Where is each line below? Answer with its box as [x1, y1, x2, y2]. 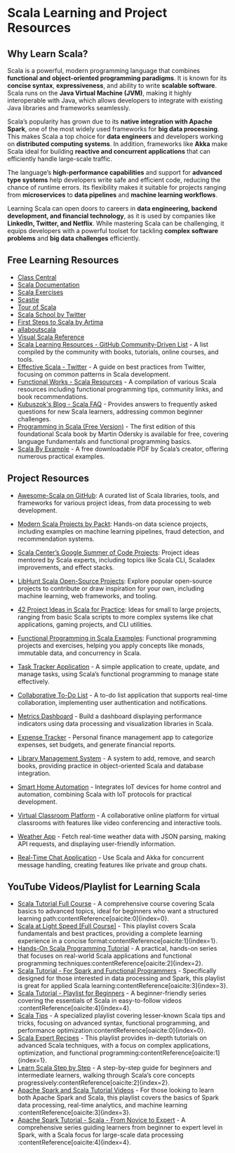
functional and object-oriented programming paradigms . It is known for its [7, 74, 227, 82]
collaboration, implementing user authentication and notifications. [17, 698, 208, 706]
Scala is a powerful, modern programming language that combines [7, 67, 201, 74]
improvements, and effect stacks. [17, 563, 114, 572]
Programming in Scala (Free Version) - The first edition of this [17, 422, 196, 430]
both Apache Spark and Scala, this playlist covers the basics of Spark [17, 1093, 219, 1102]
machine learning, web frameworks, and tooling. [17, 591, 158, 600]
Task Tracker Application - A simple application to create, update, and [17, 662, 220, 671]
